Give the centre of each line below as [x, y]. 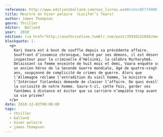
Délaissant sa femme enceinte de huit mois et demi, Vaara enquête [83, 64]
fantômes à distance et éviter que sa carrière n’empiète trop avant [86, 91]
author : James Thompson [29, 18]
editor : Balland [23, 28]
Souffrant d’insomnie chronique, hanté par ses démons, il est [79, 55]
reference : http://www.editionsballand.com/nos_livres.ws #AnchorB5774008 [81, 9]
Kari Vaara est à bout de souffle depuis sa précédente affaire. [81, 50]
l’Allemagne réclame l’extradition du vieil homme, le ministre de [83, 77]
